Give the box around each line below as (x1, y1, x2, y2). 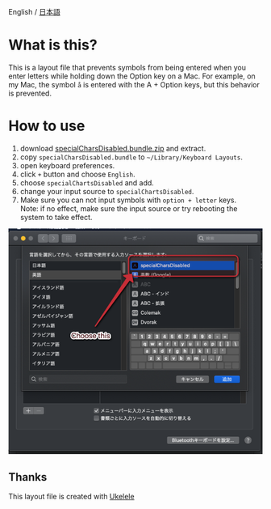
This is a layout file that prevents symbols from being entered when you (8, 62, 247, 72)
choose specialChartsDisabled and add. (19, 177, 155, 188)
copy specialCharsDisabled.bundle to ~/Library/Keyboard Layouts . (19, 152, 244, 162)
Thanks (8, 470, 48, 484)
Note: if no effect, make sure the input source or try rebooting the (19, 203, 238, 213)
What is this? (8, 36, 98, 54)
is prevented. (8, 88, 52, 98)
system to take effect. (19, 212, 93, 222)
